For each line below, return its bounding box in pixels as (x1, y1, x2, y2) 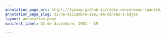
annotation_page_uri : (5, 7, 50, 12)
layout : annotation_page (5, 16, 56, 21)
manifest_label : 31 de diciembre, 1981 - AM (5, 21, 98, 26)
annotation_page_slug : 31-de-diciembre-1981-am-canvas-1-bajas (5, 12, 138, 17)
